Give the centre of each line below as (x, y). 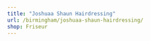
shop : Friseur (28, 26)
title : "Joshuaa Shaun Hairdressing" (62, 14)
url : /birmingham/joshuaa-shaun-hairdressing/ (75, 20)
